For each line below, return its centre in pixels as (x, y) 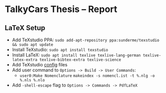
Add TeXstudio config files (40, 65)
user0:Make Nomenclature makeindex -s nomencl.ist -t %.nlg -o (87, 76)
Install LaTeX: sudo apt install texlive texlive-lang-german (76, 55)
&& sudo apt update (33, 45)
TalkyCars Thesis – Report (61, 9)
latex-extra (25, 60)
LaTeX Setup (25, 28)
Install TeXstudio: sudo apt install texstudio (60, 50)
